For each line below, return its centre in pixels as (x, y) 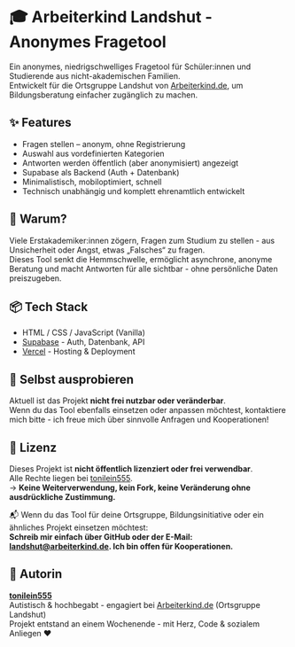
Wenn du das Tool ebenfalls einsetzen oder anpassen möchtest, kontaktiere (147, 410)
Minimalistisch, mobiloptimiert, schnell (92, 182)
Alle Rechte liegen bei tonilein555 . (71, 478)
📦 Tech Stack (49, 307)
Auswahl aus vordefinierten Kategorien (93, 153)
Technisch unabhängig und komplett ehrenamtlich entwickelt (133, 191)
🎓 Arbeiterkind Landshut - (111, 17)
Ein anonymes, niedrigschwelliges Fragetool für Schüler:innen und (130, 66)
